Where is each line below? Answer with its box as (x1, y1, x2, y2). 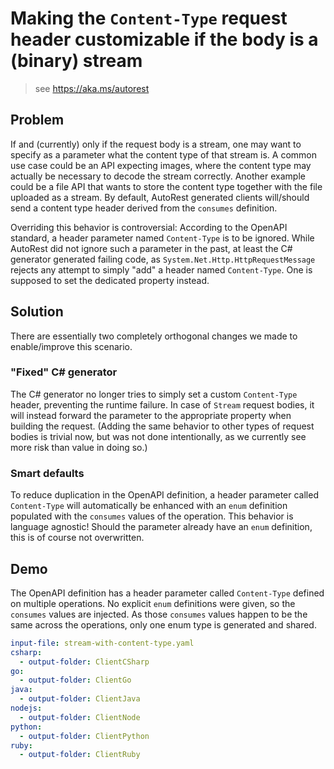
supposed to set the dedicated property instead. (10, 274, 210, 286)
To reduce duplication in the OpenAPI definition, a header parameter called (10, 489, 319, 501)
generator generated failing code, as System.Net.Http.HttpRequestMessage (10, 253, 316, 265)
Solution (10, 303, 64, 321)
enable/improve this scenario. (10, 340, 133, 352)
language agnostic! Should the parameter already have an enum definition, (10, 521, 313, 533)
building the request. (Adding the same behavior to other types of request (10, 420, 315, 432)
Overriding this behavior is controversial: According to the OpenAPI (10, 221, 288, 233)
